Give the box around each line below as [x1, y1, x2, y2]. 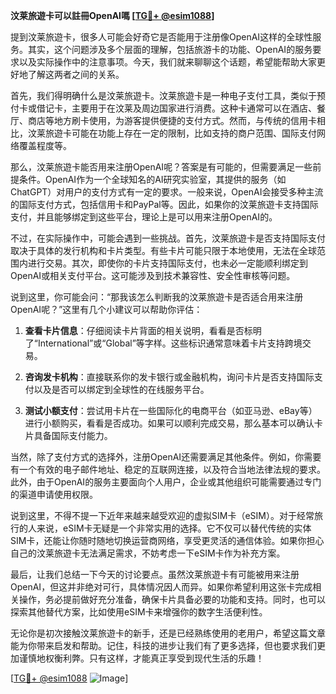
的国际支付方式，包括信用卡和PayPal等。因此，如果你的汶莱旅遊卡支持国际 [10, 199, 319, 210]
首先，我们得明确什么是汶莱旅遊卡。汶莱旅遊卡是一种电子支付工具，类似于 [10, 90, 317, 101]
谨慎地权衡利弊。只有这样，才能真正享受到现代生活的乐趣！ [18, 652, 265, 664]
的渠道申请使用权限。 [10, 489, 98, 500]
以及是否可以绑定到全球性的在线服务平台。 [33, 384, 210, 395]
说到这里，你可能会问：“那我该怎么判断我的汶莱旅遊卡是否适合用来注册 [10, 291, 304, 303]
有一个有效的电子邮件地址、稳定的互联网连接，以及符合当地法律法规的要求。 [10, 464, 326, 475]
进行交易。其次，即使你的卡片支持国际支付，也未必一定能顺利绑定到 [27, 257, 308, 269]
